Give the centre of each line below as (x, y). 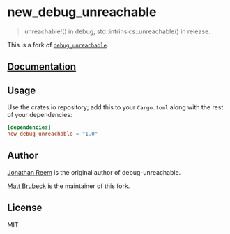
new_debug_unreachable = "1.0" (53, 134)
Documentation (42, 67)
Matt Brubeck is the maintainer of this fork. (69, 186)
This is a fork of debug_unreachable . (58, 45)
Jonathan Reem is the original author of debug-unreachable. (94, 172)
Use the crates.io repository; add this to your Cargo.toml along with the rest (115, 107)
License (25, 208)
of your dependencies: (40, 115)
